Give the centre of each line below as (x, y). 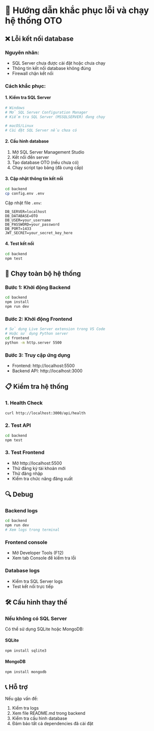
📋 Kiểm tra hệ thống (37, 387)
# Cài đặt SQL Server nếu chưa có (41, 130)
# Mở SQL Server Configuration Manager (47, 112)
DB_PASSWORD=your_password (32, 224)
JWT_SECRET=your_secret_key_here (39, 233)
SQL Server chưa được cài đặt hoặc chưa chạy (59, 63)
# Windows (15, 108)
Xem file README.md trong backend (49, 713)
